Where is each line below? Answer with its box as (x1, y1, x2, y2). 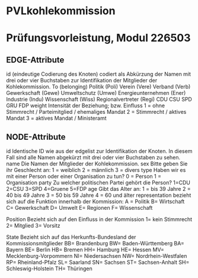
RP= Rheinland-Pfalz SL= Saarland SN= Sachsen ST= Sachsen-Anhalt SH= (6, 259, 190, 266)
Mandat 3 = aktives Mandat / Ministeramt (6, 114, 107, 122)
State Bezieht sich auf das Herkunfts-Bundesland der (6, 234, 136, 241)
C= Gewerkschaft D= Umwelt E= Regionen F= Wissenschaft (6, 204, 153, 211)
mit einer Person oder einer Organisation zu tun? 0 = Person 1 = (6, 173, 162, 180)
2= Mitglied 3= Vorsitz (6, 222, 60, 229)
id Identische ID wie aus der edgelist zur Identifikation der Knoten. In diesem (6, 148, 193, 155)
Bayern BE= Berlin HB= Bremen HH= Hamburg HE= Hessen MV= (6, 246, 164, 253)
